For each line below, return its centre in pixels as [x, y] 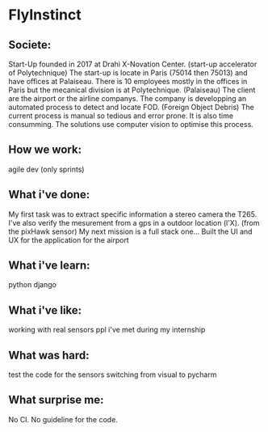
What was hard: [49, 355]
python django [32, 285]
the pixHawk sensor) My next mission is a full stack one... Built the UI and [130, 231]
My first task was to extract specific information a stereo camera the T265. [133, 214]
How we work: [45, 150]
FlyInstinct [45, 15]
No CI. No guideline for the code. [63, 419]
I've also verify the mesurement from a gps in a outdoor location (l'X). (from [134, 222]
